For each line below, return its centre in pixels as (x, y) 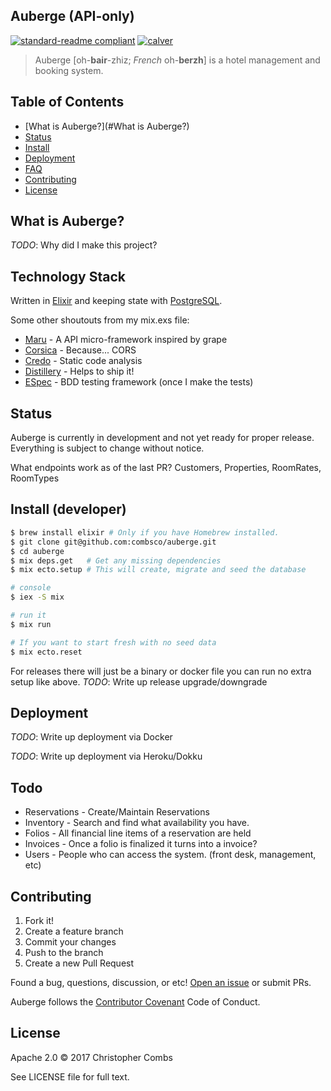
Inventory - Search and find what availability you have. (137, 823)
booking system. (69, 70)
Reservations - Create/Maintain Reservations (117, 812)
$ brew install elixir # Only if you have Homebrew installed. (145, 532)
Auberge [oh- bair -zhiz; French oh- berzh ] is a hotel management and (177, 60)
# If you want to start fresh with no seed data (113, 642)
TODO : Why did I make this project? (84, 245)
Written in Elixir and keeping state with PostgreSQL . (116, 301)
